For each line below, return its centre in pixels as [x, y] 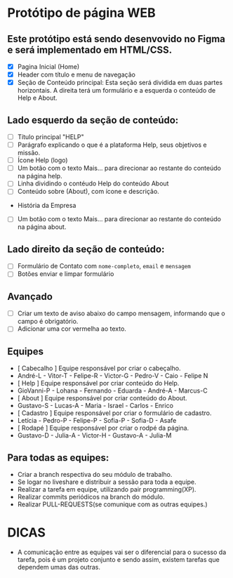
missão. [29, 153]
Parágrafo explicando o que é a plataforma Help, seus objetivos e [112, 145]
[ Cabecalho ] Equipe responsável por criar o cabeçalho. [99, 368]
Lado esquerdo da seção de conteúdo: [93, 120]
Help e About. [37, 98]
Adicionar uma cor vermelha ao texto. [72, 329]
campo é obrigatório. [48, 322]
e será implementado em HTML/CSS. [90, 50]
